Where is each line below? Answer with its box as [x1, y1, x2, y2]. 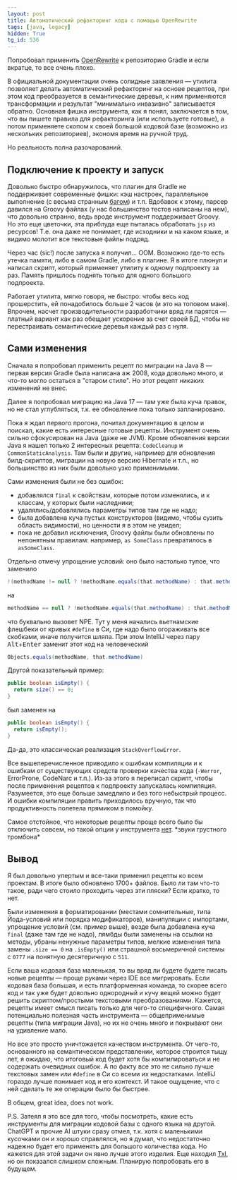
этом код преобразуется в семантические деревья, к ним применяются [7, 92, 226, 101]
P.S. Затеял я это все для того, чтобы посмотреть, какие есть [7, 1112, 194, 1121]
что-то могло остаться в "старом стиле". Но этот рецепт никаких [7, 376, 205, 384]
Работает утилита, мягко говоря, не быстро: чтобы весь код [7, 292, 189, 300]
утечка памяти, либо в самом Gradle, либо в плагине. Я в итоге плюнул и [7, 255, 228, 264]
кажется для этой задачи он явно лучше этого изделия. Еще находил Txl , [7, 1150, 229, 1158]
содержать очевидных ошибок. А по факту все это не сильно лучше [7, 1062, 214, 1071]
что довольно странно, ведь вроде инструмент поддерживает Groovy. [7, 212, 221, 221]
